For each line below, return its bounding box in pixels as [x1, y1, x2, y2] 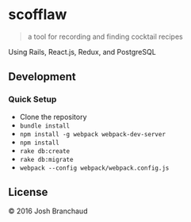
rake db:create [19, 147, 71, 155]
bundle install [19, 121, 71, 130]
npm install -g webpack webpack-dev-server [19, 130, 166, 138]
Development [8, 70, 77, 84]
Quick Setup [8, 94, 57, 105]
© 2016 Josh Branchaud [8, 206, 88, 216]
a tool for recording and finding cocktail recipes [27, 32, 184, 41]
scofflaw [8, 6, 67, 24]
